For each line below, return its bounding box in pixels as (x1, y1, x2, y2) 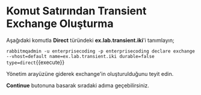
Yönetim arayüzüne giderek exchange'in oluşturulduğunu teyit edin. (6, 70, 174, 77)
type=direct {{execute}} (6, 59, 65, 66)
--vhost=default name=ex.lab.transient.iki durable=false (6, 53, 155, 59)
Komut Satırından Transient (6, 4, 147, 18)
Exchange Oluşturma (6, 17, 114, 30)
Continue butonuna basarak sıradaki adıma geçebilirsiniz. (6, 82, 149, 89)
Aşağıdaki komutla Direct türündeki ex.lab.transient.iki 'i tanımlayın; (6, 36, 175, 44)
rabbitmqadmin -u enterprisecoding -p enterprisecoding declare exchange (6, 48, 196, 54)
